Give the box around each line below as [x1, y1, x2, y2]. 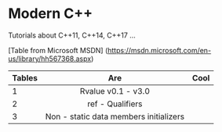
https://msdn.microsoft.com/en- [107, 45, 212, 55]
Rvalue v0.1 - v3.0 [79, 85, 151, 96]
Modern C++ [8, 5, 93, 23]
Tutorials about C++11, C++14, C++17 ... [8, 30, 136, 40]
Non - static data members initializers [45, 111, 185, 122]
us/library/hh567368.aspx [8, 54, 92, 63]
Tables [12, 72, 38, 83]
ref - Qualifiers [87, 98, 143, 109]
